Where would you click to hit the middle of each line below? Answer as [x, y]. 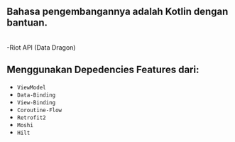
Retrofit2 [32, 118]
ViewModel [32, 87]
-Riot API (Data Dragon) [41, 47]
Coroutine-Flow [39, 110]
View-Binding [36, 102]
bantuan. [27, 23]
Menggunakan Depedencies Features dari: [103, 70]
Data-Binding [36, 95]
